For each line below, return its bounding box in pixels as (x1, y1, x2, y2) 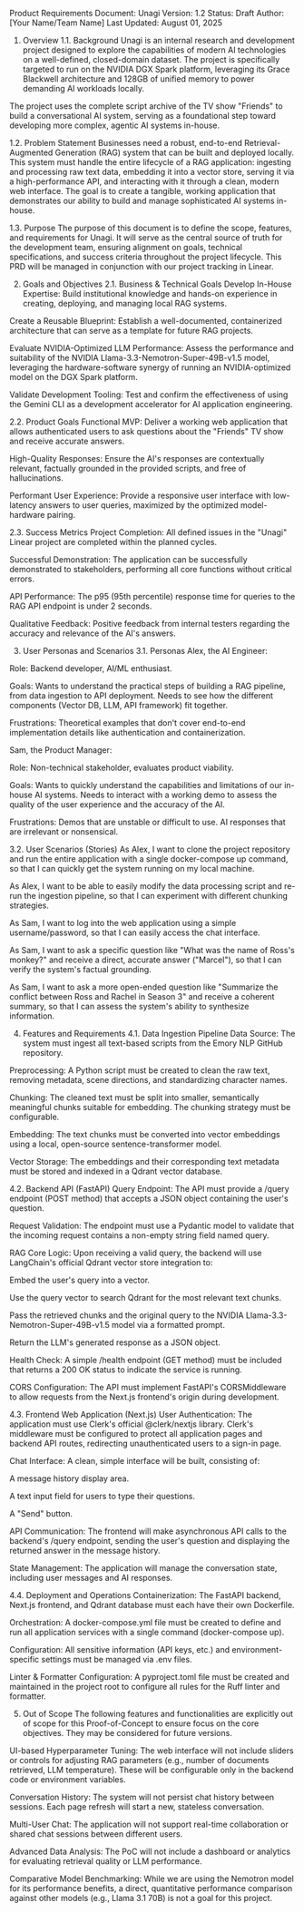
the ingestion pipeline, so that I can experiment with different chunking (24, 891, 288, 901)
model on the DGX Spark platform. (9, 372, 138, 382)
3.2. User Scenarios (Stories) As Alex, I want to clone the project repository (9, 844, 290, 854)
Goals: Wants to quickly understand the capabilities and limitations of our (9, 780, 283, 790)
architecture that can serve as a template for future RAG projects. (9, 326, 254, 336)
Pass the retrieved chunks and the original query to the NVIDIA (9, 1310, 244, 1321)
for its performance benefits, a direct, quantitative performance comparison (9, 1883, 293, 1894)
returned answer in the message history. (9, 1546, 161, 1556)
